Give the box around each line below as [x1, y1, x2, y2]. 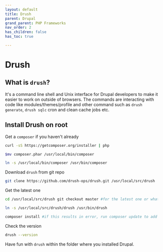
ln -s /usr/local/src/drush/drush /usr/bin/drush [5, 205, 108, 211]
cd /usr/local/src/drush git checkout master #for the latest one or [5, 197, 149, 202]
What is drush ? [5, 79, 50, 87]
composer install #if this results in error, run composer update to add [5, 214, 158, 219]
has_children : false [5, 30, 47, 34]
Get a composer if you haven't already [5, 134, 79, 140]
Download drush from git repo [5, 169, 65, 175]
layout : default [5, 7, 38, 12]
